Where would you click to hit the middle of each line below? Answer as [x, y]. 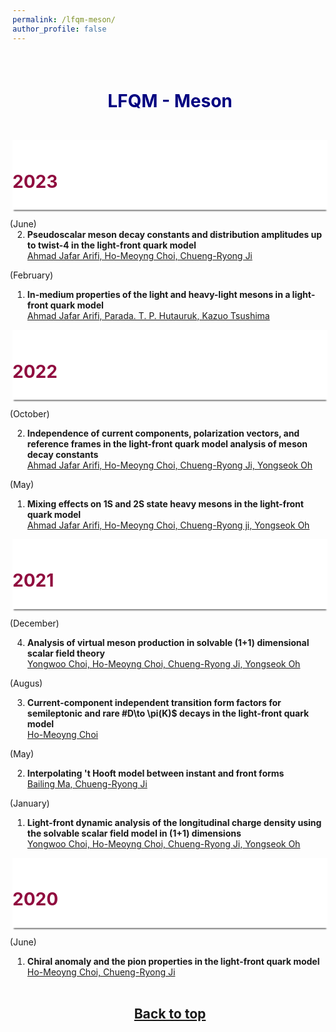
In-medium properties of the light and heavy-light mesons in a [158, 295]
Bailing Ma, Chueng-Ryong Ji [87, 784]
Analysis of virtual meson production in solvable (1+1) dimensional [168, 643]
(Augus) [26, 683]
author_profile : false [59, 29]
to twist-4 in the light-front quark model [111, 245]
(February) [31, 275]
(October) [29, 414]
